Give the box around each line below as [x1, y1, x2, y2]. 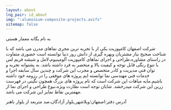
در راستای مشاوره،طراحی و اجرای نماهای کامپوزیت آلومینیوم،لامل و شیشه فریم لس [6, 57, 166, 63]
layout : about [6, 7, 36, 13]
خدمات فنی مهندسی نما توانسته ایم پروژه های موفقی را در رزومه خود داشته [6, 72, 150, 79]
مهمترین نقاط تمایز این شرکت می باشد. [6, 89, 82, 95]
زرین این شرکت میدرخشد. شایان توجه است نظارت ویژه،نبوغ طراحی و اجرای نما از [6, 84, 163, 90]
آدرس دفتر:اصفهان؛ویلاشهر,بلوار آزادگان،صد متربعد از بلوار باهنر [6, 99, 127, 105]
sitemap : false [6, 21, 38, 27]
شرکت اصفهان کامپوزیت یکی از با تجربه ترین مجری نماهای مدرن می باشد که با [6, 45, 156, 51]
